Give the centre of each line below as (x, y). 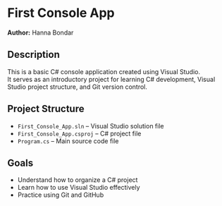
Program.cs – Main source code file (68, 141)
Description (33, 55)
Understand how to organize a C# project (78, 180)
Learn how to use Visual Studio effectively (79, 188)
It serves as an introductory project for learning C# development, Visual (111, 79)
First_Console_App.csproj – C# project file (79, 133)
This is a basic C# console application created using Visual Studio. (104, 71)
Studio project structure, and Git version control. (78, 87)
